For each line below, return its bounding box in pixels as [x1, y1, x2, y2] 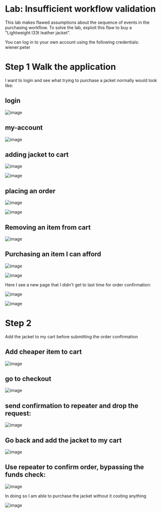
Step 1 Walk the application [5, 62, 116, 72]
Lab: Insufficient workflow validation [5, 3, 156, 15]
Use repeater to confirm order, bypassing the [5, 463, 144, 471]
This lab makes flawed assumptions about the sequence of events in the [5, 19, 150, 25]
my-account [5, 124, 43, 132]
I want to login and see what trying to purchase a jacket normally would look [5, 77, 158, 83]
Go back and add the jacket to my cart [5, 436, 122, 445]
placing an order [5, 187, 56, 195]
